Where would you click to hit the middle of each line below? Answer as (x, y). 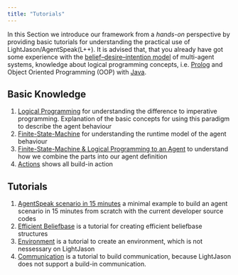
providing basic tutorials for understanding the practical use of (99, 42)
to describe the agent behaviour (65, 126)
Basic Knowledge (47, 94)
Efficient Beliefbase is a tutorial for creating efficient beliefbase (110, 226)
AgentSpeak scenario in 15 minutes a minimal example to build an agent (123, 204)
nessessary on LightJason (56, 249)
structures (33, 234)
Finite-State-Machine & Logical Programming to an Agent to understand (123, 149)
